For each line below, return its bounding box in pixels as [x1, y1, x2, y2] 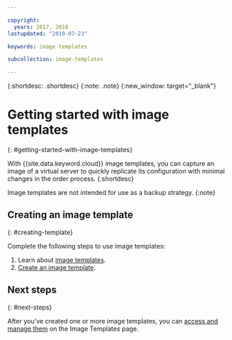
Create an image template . [17, 263, 96, 271]
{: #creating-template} [7, 228, 74, 236]
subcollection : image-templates [7, 56, 104, 63]
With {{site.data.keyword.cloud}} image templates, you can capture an [7, 159, 215, 168]
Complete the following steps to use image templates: [7, 241, 166, 250]
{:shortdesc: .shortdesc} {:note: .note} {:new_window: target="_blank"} [7, 81, 216, 90]
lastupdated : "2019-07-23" [7, 30, 88, 37]
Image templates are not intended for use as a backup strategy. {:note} [7, 189, 216, 197]
